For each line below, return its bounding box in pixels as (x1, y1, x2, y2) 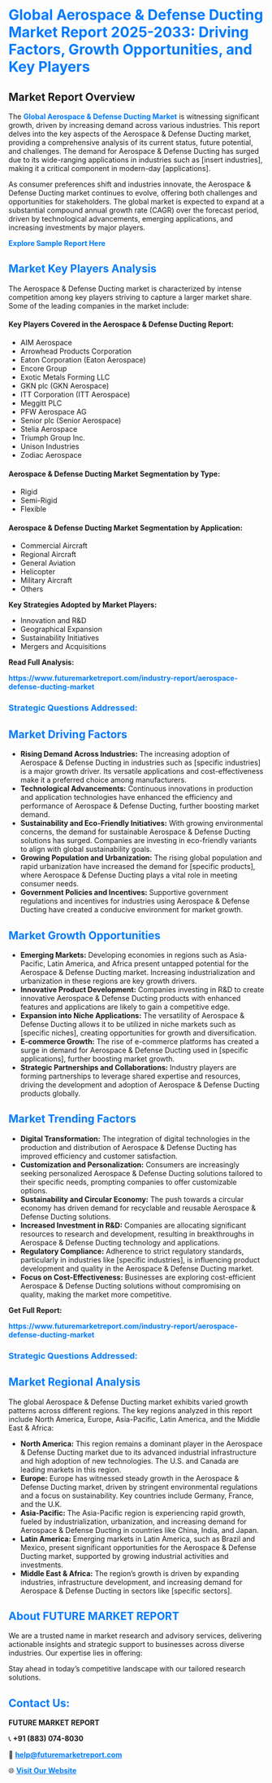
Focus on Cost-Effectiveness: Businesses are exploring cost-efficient (19, 1272, 256, 1282)
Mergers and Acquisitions (19, 642, 107, 652)
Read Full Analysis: (8, 657, 75, 667)
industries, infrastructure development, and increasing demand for (19, 1577, 244, 1587)
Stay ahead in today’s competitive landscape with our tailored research (8, 1664, 246, 1674)
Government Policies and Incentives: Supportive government (19, 888, 229, 898)
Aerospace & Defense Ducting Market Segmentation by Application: (8, 523, 244, 533)
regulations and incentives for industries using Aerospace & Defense (19, 896, 250, 906)
